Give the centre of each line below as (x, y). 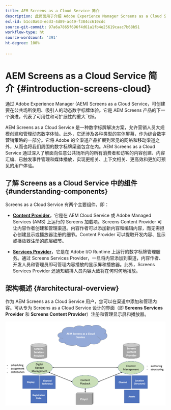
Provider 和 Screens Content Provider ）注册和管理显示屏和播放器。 (77, 314)
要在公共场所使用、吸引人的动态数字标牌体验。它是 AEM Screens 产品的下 (83, 110)
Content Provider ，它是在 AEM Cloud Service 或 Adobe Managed (82, 215)
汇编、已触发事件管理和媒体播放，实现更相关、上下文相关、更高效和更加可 (83, 159)
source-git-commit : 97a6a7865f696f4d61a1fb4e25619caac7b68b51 (73, 27)
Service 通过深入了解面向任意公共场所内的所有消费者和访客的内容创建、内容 (85, 152)
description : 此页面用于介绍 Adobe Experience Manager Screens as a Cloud (83, 16)
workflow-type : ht (25, 32)
